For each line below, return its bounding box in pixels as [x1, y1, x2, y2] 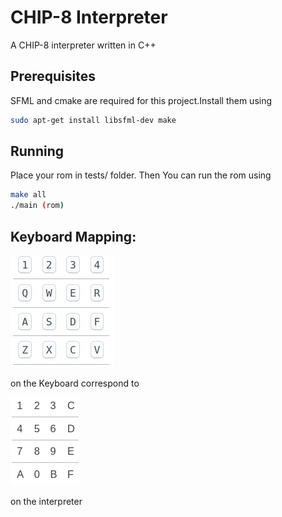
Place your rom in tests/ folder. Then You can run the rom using [10, 169, 272, 181]
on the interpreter [10, 496, 83, 507]
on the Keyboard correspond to [10, 377, 140, 389]
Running [10, 143, 65, 160]
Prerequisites [10, 68, 96, 85]
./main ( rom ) [10, 201, 65, 211]
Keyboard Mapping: [10, 228, 137, 245]
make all [10, 190, 47, 200]
